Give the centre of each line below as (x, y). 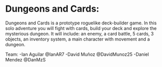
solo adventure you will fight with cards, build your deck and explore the (81, 28)
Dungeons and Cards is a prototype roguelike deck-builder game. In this (81, 23)
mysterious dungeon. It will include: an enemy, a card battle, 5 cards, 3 (79, 33)
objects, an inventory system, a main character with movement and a (78, 39)
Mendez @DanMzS (25, 59)
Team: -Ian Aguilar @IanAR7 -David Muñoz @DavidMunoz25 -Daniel (77, 54)
